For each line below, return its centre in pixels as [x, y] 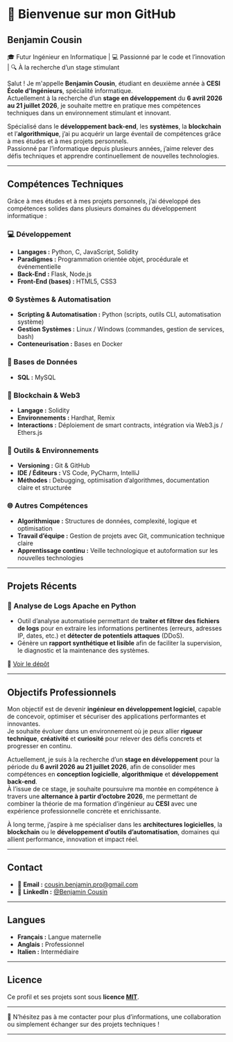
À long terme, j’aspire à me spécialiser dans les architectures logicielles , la [115, 825]
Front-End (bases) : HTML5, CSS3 [67, 281]
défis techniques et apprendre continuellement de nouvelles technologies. [113, 156]
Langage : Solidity [43, 410]
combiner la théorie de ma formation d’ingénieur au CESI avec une [102, 804]
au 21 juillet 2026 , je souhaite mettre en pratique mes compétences [104, 106]
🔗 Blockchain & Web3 [44, 395]
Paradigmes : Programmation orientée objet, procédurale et [103, 259]
